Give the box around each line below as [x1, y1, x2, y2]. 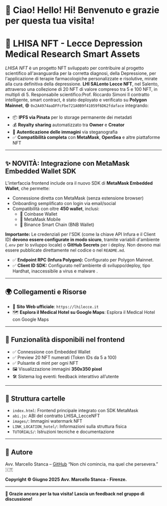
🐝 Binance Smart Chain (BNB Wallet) [19, 222, 94, 228]
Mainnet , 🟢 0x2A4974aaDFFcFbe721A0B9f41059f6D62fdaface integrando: [5, 102, 149, 109]
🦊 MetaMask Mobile [19, 216, 61, 222]
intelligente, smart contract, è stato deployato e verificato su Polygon [5, 97, 147, 103]
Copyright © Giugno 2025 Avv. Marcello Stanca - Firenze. [5, 477, 127, 483]
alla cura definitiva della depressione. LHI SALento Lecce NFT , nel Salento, [5, 81, 159, 87]
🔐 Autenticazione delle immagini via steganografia [12, 129, 118, 135]
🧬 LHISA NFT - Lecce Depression [5, 38, 143, 49]
